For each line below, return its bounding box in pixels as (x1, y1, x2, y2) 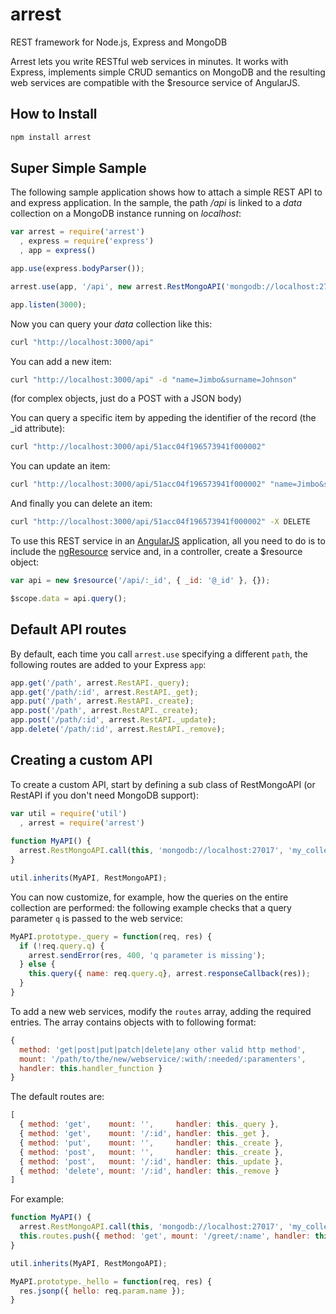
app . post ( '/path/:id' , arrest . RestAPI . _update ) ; (10, 715, 217, 725)
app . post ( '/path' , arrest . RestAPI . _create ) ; (10, 706, 199, 716)
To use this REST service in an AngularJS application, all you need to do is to (10, 535, 326, 547)
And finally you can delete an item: (10, 498, 153, 510)
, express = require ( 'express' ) (19, 236, 155, 247)
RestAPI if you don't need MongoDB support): (10, 789, 199, 801)
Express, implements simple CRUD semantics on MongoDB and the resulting (10, 66, 326, 78)
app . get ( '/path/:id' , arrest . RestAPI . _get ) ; (10, 687, 199, 697)
